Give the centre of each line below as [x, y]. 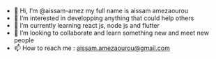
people [24, 40]
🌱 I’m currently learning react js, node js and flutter [87, 25]
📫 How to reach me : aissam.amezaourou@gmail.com [92, 48]
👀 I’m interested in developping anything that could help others [104, 18]
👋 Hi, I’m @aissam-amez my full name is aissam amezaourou [101, 11]
